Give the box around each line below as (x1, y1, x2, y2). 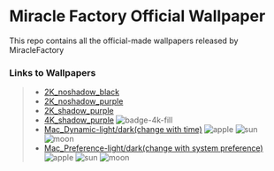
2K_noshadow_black (43, 86, 120, 98)
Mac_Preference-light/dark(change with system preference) (43, 143, 263, 153)
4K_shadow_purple (43, 115, 115, 125)
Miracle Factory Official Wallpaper (9, 6, 266, 26)
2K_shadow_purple (43, 106, 114, 116)
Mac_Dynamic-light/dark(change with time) (43, 124, 203, 135)
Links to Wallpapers (9, 66, 96, 78)
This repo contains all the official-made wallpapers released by (9, 35, 239, 46)
